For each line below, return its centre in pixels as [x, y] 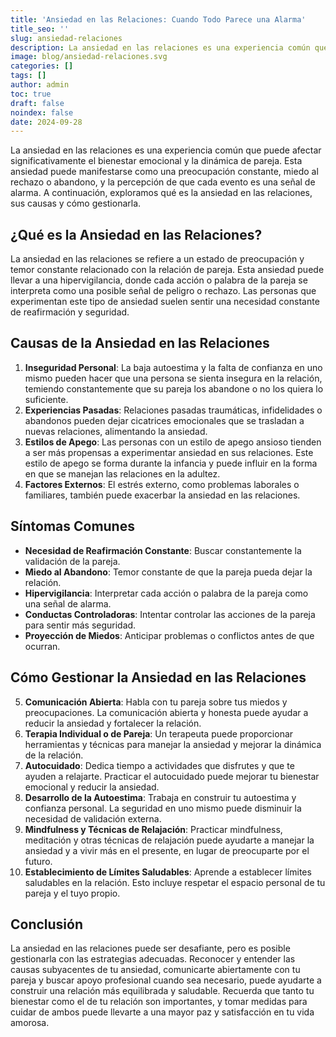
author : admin [40, 85]
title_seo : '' [40, 29]
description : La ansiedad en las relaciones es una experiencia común [160, 47]
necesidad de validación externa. [93, 818]
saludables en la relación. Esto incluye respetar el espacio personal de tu [175, 882]
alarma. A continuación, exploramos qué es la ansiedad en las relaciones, [161, 193]
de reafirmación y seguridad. [70, 312]
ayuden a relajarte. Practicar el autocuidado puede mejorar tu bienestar [172, 776]
